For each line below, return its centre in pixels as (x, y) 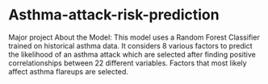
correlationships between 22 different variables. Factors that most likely (128, 63)
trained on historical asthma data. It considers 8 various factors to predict (130, 45)
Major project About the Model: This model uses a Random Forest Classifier (134, 37)
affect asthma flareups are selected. (69, 71)
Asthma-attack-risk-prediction (114, 15)
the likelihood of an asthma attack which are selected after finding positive (132, 54)
